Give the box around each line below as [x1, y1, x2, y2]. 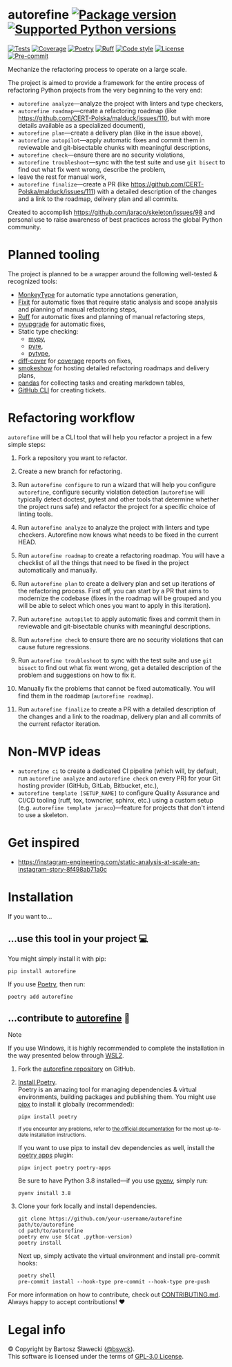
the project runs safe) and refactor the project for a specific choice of [17, 502, 216, 510]
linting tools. [17, 510, 53, 518]
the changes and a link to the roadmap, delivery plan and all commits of [17, 712, 222, 720]
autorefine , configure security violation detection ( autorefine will [17, 488, 205, 496]
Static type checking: [17, 327, 79, 335]
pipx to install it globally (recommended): [17, 1100, 135, 1109]
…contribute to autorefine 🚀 [8, 1012, 130, 1024]
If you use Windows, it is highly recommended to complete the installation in [8, 1044, 225, 1053]
